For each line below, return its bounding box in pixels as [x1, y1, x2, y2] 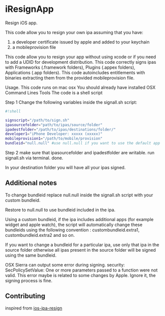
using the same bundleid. [5, 252, 57, 258]
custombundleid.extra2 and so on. [5, 232, 75, 238]
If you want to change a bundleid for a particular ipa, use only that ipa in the [5, 241, 160, 248]
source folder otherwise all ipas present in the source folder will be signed [5, 247, 156, 253]
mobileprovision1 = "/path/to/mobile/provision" [5, 136, 103, 141]
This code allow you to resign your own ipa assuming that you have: [5, 29, 143, 35]
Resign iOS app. [5, 20, 38, 26]
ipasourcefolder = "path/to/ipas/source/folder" [5, 122, 103, 127]
